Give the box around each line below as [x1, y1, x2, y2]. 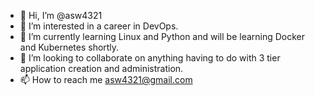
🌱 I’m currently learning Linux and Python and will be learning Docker [19, 31, 306, 42]
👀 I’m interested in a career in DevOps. [19, 20, 179, 32]
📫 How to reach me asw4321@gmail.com [19, 74, 193, 85]
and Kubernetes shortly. [19, 41, 120, 53]
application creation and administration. [19, 63, 184, 74]
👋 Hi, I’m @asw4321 [19, 10, 103, 21]
